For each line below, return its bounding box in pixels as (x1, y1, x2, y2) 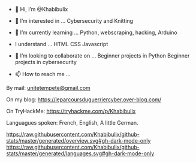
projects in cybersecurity (14, 59, 77, 65)
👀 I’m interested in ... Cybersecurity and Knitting (14, 17, 134, 24)
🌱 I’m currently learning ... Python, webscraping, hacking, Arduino (14, 29, 178, 36)
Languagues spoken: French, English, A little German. (6, 119, 139, 126)
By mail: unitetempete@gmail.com (6, 84, 91, 91)
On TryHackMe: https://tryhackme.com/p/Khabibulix (6, 108, 136, 114)
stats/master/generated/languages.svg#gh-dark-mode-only (6, 150, 155, 157)
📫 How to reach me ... (14, 71, 71, 77)
